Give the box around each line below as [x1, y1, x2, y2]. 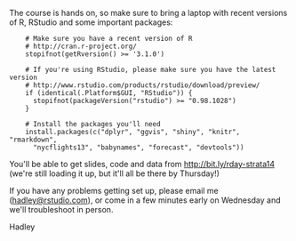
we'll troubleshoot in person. [9, 205, 114, 214]
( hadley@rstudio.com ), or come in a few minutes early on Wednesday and [9, 195, 282, 205]
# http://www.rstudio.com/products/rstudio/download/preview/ [25, 81, 260, 90]
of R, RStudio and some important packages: [9, 17, 173, 28]
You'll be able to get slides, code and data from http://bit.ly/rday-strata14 [9, 159, 276, 169]
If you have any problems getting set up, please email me [9, 186, 220, 196]
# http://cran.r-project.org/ [25, 42, 138, 51]
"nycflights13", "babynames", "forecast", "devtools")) [32, 143, 244, 152]
